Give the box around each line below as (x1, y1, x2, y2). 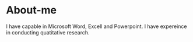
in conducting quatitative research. (6, 29, 90, 36)
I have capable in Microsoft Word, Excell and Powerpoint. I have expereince (6, 23, 187, 30)
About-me (6, 3, 57, 17)
